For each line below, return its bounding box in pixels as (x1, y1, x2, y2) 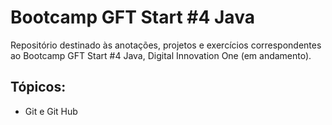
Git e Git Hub (24, 105, 78, 117)
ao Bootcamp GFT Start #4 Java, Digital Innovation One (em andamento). (10, 49, 312, 61)
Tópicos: (10, 79, 67, 96)
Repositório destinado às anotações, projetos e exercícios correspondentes (10, 39, 322, 51)
